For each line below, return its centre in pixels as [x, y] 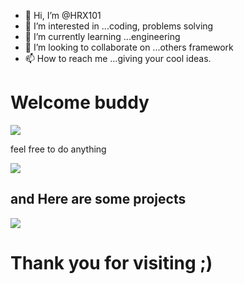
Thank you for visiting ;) [111, 262]
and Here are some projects [98, 199]
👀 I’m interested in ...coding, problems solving [119, 26]
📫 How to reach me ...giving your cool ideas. [118, 58]
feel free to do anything [58, 149]
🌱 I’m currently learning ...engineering [102, 36]
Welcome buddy [80, 102]
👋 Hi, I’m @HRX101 [63, 15]
